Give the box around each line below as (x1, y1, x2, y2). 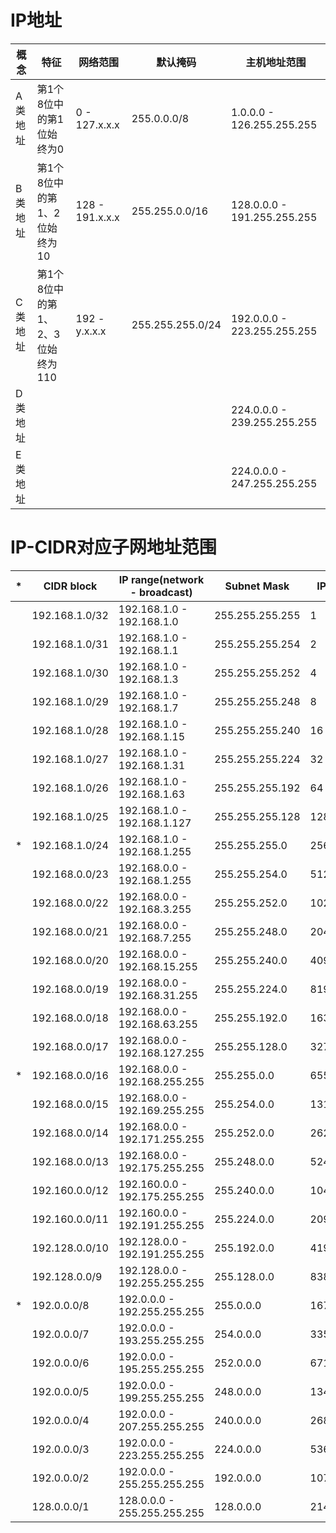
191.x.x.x (75, 210, 120, 224)
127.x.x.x (75, 117, 120, 131)
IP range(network (118, 572, 205, 586)
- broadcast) (129, 585, 193, 599)
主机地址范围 (245, 55, 307, 69)
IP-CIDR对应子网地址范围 (10, 536, 217, 559)
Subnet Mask (224, 579, 290, 593)
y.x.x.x (75, 324, 107, 338)
